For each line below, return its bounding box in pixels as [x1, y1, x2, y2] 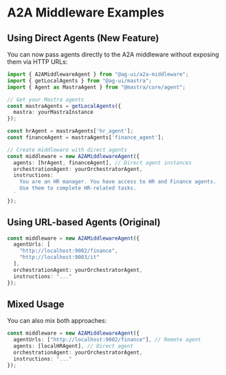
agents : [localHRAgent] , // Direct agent [13, 343, 134, 350]
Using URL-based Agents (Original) [7, 216, 161, 228]
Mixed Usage [7, 298, 65, 310]
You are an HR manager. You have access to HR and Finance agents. [19, 179, 216, 185]
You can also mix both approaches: [7, 317, 107, 325]
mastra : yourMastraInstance [13, 109, 94, 116]
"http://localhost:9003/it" [19, 254, 100, 261]
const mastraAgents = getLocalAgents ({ [7, 102, 122, 109]
